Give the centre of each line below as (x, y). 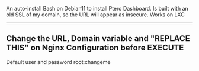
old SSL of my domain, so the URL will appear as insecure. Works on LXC (95, 15)
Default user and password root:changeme (58, 62)
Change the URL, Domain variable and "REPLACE (98, 38)
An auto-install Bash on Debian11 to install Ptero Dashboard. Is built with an (97, 9)
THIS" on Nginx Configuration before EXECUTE (95, 48)
